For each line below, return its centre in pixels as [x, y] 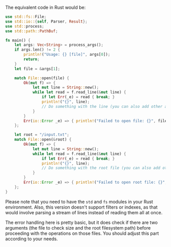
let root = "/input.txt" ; [42, 135]
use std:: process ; [25, 26]
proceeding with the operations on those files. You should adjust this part [82, 233]
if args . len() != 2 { [37, 50]
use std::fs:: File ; [26, 17]
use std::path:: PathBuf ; [32, 31]
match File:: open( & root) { [43, 140]
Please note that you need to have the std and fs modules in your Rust [79, 201]
